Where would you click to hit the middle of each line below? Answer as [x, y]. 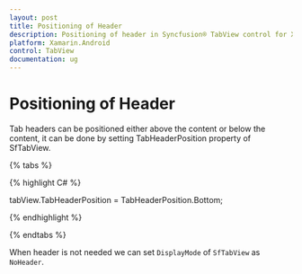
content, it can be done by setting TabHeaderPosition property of [130, 138]
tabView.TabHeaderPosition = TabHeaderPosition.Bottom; [116, 199]
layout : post [34, 18]
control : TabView [42, 51]
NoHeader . [27, 261]
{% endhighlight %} [46, 217]
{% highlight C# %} [45, 182]
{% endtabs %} [38, 234]
